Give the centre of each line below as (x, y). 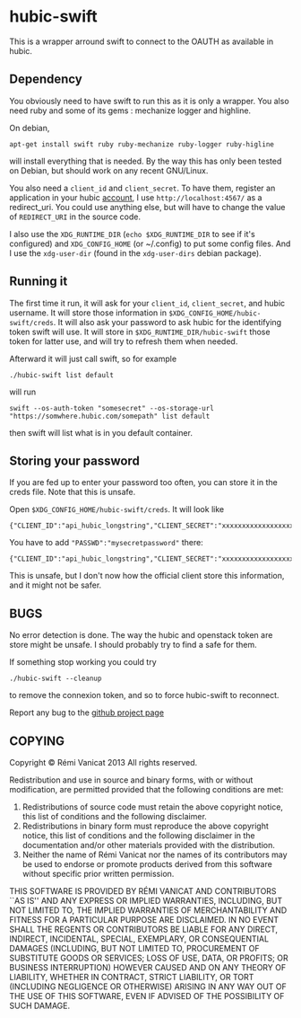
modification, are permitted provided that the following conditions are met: (146, 789)
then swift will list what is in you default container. (101, 432)
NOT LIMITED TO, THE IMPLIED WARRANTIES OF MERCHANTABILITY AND (148, 910)
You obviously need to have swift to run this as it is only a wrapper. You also (149, 101)
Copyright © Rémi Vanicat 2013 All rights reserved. (103, 762)
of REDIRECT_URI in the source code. (75, 217)
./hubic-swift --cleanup (56, 679)
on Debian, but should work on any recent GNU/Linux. (109, 170)
